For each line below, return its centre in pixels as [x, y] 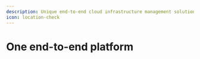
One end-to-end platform [70, 47]
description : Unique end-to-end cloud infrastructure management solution [101, 12]
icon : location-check [33, 17]
